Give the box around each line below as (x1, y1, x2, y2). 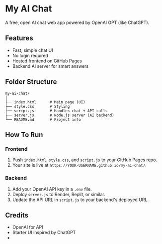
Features (5, 34, 33, 42)
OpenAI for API (12, 224, 43, 230)
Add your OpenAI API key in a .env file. (12, 186, 92, 192)
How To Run (5, 130, 43, 139)
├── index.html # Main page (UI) (5, 99, 85, 105)
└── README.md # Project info (5, 117, 81, 122)
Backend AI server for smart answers (12, 63, 88, 69)
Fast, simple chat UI (12, 47, 53, 53)
